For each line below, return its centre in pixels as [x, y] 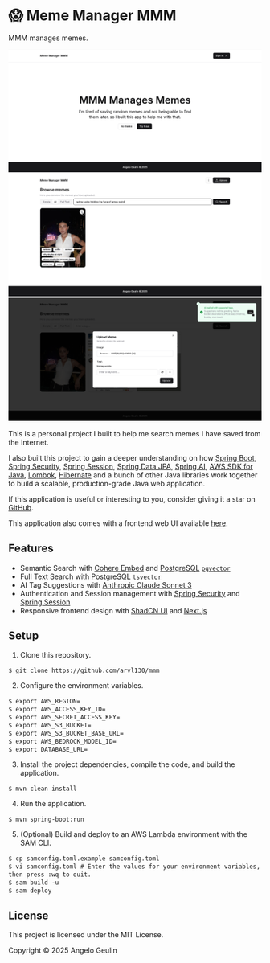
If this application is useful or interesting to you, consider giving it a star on [132, 499]
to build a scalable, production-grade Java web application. [107, 483]
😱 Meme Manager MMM [92, 16]
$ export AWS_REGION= [45, 702]
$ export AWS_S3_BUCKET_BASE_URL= [66, 734]
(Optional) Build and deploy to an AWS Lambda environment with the [133, 834]
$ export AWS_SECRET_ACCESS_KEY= [64, 718]
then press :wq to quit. [50, 875]
